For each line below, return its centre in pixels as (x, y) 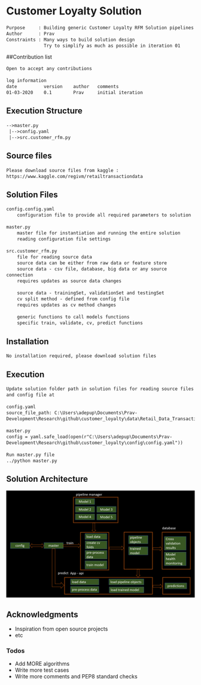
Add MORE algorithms (42, 664)
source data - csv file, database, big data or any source (92, 269)
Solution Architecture (47, 479)
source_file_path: (29, 413)
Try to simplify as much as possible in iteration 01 (112, 46)
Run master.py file (31, 455)
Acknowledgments (42, 615)
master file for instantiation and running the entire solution (99, 233)
